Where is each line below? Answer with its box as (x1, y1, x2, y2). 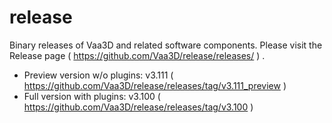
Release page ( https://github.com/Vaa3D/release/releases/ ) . (9, 49, 266, 61)
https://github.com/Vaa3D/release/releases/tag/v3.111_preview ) (23, 79, 287, 91)
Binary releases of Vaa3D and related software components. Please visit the (9, 39, 323, 51)
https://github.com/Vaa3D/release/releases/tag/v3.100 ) (23, 101, 254, 113)
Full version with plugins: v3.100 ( (23, 90, 161, 102)
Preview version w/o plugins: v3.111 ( (23, 69, 174, 81)
